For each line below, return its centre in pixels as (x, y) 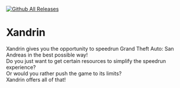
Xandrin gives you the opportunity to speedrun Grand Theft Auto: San (90, 48)
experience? (21, 67)
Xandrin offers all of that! (36, 79)
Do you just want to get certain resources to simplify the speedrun (86, 61)
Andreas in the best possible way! (47, 55)
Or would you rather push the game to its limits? (64, 73)
